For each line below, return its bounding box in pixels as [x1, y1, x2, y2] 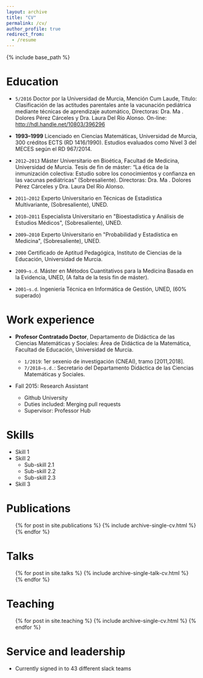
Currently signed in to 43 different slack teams [15, 665, 131, 672]
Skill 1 [15, 448, 30, 455]
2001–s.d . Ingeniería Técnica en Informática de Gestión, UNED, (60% [15, 285, 187, 293]
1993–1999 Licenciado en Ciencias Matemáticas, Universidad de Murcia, [15, 132, 198, 139]
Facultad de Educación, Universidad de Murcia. [15, 346, 134, 353]
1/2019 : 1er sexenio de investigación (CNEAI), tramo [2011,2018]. [24, 357, 185, 365]
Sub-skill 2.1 [24, 461, 55, 468]
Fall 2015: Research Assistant [15, 382, 88, 390]
